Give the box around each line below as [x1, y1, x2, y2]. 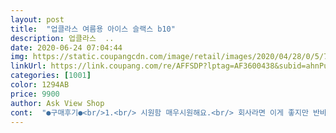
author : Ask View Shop [10, 98, 105, 108]
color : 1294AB [10, 80, 70, 90]
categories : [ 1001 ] [10, 71, 92, 81]
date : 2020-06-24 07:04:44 [10, 42, 123, 53]
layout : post [10, 14, 65, 25]
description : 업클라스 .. [10, 33, 115, 43]
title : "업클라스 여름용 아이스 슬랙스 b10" [10, 24, 176, 34]
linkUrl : [10, 61, 47, 71]
